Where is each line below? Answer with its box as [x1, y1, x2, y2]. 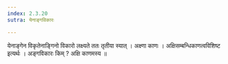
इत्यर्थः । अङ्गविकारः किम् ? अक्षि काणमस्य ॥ [7, 49, 107, 57]
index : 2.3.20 [7, 10, 49, 17]
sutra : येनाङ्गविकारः [7, 17, 55, 23]
